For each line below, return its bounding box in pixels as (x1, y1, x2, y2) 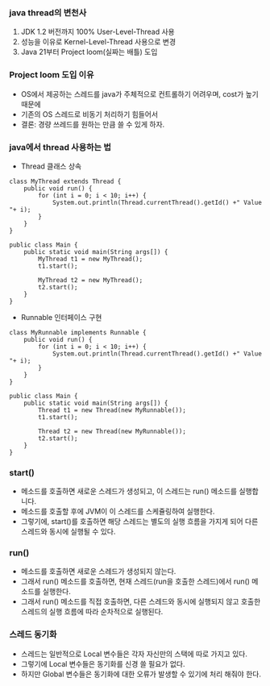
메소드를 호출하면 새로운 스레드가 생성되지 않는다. (20, 567, 177, 576)
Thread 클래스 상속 (20, 161, 82, 171)
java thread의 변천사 (9, 6, 87, 18)
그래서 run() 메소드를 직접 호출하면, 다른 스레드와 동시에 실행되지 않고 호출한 (20, 597, 261, 606)
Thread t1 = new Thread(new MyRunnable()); (38, 405, 186, 414)
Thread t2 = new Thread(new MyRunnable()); (38, 427, 186, 435)
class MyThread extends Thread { (9, 177, 122, 185)
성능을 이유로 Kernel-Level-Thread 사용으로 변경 (20, 37, 177, 47)
